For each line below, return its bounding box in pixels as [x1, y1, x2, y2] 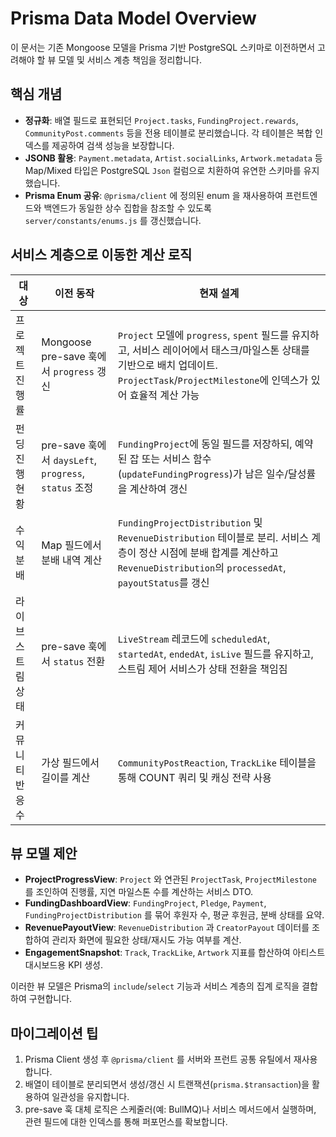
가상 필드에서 [41, 755, 100, 769]
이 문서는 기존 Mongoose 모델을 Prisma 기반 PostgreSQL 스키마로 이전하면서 [10, 41, 316, 53]
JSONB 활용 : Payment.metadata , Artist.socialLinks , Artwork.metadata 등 [24, 152, 323, 164]
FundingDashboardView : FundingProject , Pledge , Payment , [24, 897, 267, 909]
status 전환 [53, 654, 106, 668]
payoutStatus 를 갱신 [117, 575, 210, 589]
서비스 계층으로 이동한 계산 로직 [10, 247, 193, 264]
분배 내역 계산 [41, 553, 103, 567]
